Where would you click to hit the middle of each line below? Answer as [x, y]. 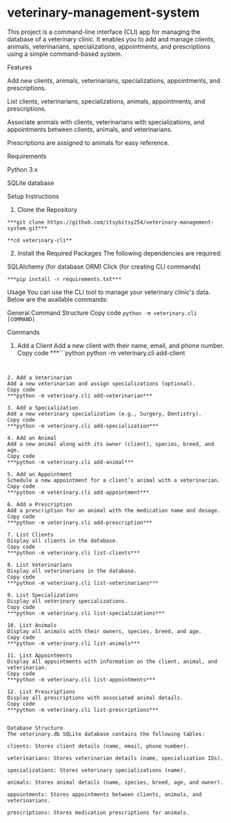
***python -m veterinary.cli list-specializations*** [86, 613]
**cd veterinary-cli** [40, 240]
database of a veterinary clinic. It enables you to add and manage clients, [111, 39]
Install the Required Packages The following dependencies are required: [119, 253]
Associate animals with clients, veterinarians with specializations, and [106, 122]
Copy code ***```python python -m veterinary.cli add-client [101, 353]
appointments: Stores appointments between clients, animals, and [104, 794]
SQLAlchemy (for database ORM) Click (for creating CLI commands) [104, 267]
